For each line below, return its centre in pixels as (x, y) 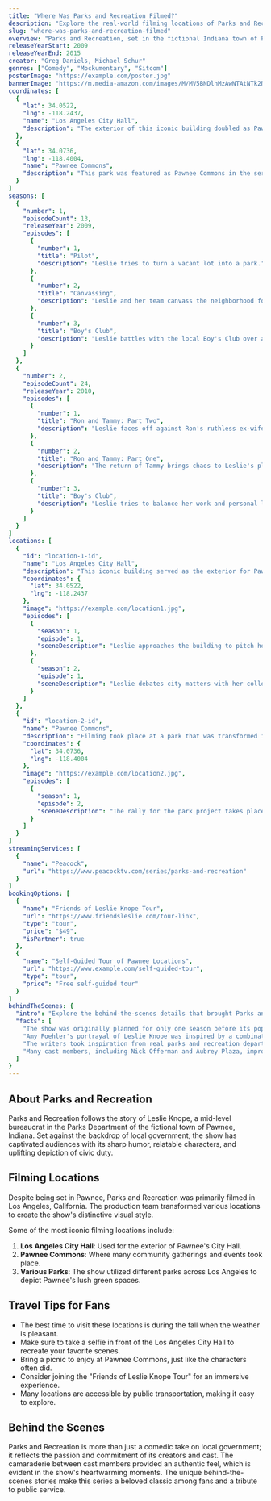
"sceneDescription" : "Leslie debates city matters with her (140, 684)
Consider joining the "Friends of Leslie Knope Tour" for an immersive (134, 1376)
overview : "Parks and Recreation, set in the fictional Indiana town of (133, 38)
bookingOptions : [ (39, 894)
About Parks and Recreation (81, 1099)
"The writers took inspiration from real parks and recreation (131, 1043)
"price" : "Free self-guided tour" (81, 984)
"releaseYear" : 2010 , (59, 391)
